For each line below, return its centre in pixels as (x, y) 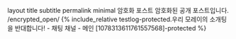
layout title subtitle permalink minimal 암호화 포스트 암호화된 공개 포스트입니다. (118, 10)
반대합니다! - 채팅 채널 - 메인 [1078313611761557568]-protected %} (111, 28)
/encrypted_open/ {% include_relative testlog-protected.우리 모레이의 (108, 19)
